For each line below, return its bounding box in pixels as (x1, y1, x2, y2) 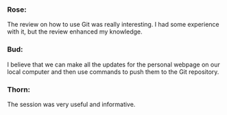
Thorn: (7, 84, 31, 94)
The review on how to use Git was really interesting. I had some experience (7, 21, 219, 29)
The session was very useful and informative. (7, 100, 136, 108)
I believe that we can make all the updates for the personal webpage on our (7, 60, 221, 68)
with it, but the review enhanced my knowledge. (7, 27, 143, 36)
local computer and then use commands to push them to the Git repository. (7, 67, 219, 76)
